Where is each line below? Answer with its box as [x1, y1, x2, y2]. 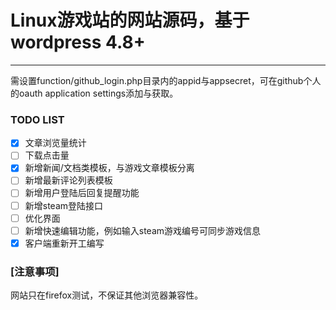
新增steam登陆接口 [24, 199, 104, 211]
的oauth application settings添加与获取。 [10, 87, 179, 99]
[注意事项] [10, 264, 60, 278]
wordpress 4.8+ [10, 31, 146, 54]
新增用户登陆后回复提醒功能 [24, 187, 140, 199]
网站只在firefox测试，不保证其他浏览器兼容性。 [10, 289, 204, 301]
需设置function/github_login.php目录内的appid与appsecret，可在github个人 [10, 74, 322, 86]
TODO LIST [10, 112, 65, 126]
